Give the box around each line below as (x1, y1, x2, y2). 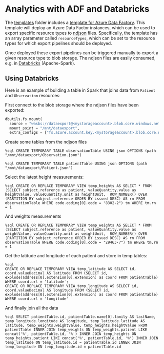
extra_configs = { (9, 130, 47, 135)
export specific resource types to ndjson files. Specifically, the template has (5, 30, 158, 36)
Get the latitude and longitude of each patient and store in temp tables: (5, 253, 147, 259)
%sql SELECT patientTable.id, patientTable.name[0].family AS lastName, (5, 314, 156, 319)
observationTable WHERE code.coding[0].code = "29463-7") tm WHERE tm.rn (5, 240, 159, 245)
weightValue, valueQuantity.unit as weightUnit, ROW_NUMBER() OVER (5, 231, 147, 236)
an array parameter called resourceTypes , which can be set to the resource (5, 35, 155, 41)
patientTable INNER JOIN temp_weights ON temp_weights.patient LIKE (5, 327, 147, 333)
